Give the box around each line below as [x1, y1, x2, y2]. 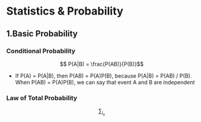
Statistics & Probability [6, 4, 124, 18]
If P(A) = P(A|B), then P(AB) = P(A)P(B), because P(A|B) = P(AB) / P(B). [15, 72, 193, 80]
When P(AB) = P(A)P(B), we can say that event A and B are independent [15, 78, 195, 86]
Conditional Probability [6, 47, 76, 55]
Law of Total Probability [6, 93, 77, 102]
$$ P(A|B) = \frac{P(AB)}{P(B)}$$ [59, 60, 144, 67]
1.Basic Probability [6, 29, 78, 39]
